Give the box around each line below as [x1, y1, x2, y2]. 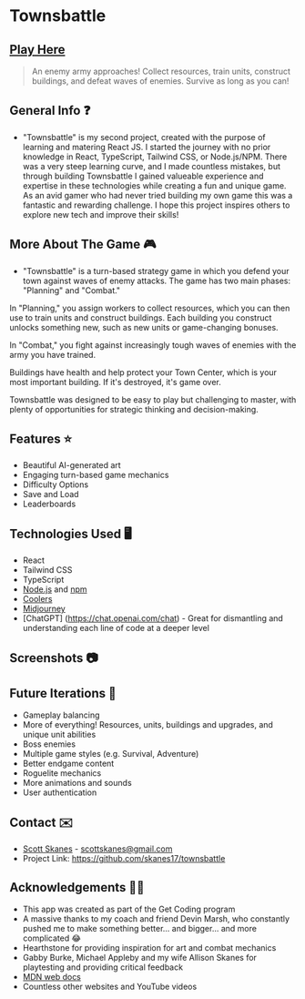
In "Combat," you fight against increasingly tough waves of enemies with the [9, 339, 297, 351]
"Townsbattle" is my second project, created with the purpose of [22, 131, 266, 142]
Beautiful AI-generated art [22, 460, 121, 471]
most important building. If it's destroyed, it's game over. [9, 376, 221, 387]
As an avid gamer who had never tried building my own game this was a [22, 189, 293, 200]
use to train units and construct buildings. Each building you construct [9, 311, 272, 323]
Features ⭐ [9, 432, 73, 447]
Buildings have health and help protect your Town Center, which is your [9, 366, 278, 378]
